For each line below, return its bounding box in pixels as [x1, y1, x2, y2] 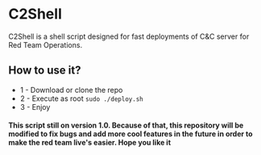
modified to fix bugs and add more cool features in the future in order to [8, 129, 253, 139]
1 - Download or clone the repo [19, 85, 123, 94]
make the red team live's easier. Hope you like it [8, 138, 172, 148]
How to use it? [8, 64, 81, 77]
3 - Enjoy [19, 102, 51, 111]
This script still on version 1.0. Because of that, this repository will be [8, 120, 244, 130]
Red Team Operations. [8, 40, 83, 49]
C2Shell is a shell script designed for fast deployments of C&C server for [8, 31, 250, 41]
